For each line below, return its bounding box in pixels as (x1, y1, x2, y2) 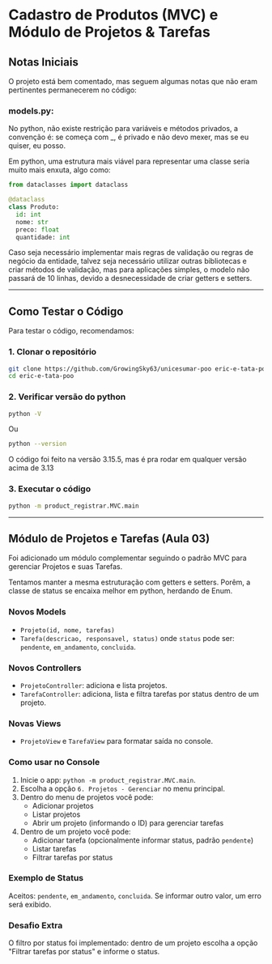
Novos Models (8, 606, 66, 618)
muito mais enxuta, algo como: (8, 165, 111, 175)
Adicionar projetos (32, 801, 95, 810)
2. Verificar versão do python (8, 391, 126, 402)
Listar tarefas (32, 843, 77, 853)
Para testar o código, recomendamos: (8, 326, 135, 336)
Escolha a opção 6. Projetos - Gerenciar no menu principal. (19, 784, 225, 793)
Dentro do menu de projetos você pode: (19, 792, 154, 802)
